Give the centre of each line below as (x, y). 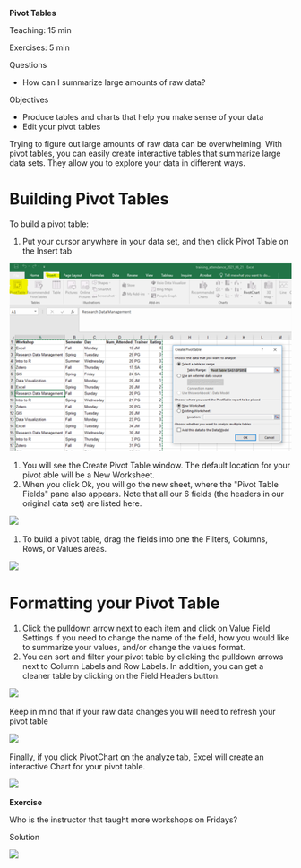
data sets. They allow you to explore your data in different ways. (128, 163)
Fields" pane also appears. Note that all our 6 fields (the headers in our (153, 494)
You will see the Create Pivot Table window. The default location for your (156, 465)
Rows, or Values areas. (64, 548)
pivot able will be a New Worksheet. (88, 475)
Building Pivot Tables (89, 199)
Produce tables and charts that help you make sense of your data (143, 117)
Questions (28, 65)
